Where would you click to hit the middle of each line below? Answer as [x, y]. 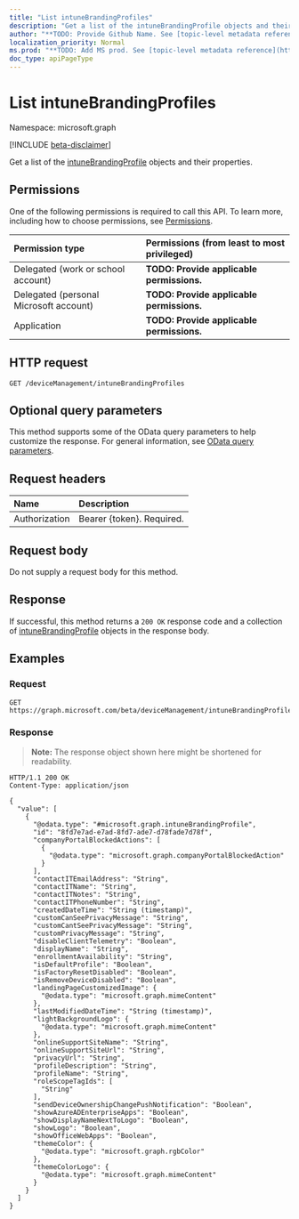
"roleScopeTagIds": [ [73, 1081]
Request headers [58, 478]
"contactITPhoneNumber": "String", [99, 902]
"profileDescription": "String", [95, 1066]
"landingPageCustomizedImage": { [95, 988]
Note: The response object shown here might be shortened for [146, 752]
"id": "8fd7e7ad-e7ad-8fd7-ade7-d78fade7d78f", [123, 832]
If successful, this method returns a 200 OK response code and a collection [146, 621]
